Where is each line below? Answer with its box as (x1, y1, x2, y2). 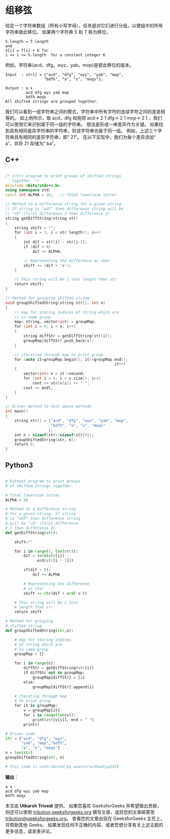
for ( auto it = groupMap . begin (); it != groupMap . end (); (14, 357, 128, 362)
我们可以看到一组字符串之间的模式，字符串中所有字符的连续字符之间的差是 (5, 108, 161, 115)
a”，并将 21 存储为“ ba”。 (5, 140, 58, 146)
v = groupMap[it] (23, 708, 60, 713)
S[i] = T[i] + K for (5, 48, 49, 53)
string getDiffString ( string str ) (5, 216, 79, 221)
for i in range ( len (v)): (23, 713, 76, 718)
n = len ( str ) (5, 750, 33, 755)
